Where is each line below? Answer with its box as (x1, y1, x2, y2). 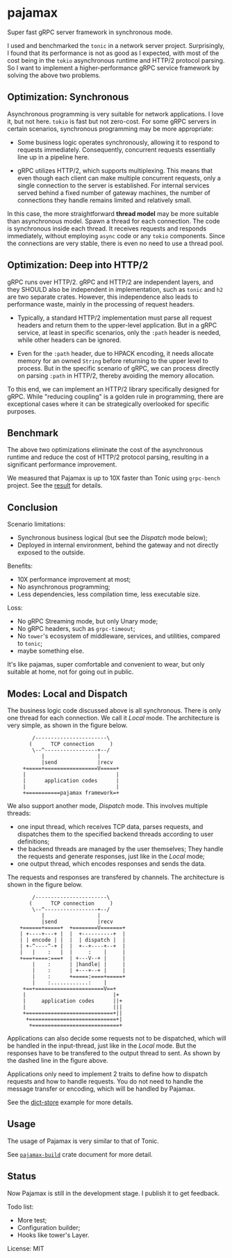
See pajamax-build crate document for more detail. (7, 1150, 153, 1158)
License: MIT (7, 1244, 44, 1252)
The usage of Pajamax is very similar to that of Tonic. (7, 1137, 160, 1145)
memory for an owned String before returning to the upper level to (17, 357, 208, 365)
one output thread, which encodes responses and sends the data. (17, 860, 206, 868)
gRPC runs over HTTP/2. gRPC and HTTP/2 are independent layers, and (7, 277, 214, 286)
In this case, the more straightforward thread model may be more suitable (7, 209, 219, 217)
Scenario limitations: (7, 520, 66, 529)
